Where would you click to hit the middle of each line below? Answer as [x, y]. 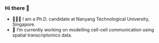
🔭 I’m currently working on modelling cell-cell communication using [83, 30]
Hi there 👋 [17, 8]
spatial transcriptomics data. [42, 35]
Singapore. [24, 24]
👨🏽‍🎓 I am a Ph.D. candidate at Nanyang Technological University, [81, 19]
